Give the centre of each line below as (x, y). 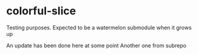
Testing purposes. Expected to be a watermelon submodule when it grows (99, 27)
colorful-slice (41, 11)
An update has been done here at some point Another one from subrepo (96, 45)
